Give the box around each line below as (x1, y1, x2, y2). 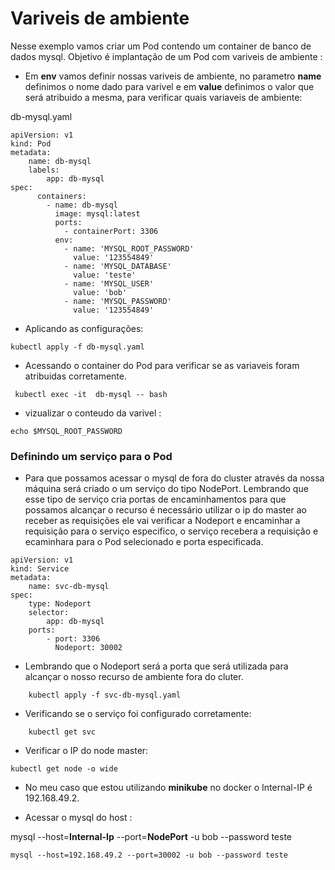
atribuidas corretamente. (24, 370, 127, 382)
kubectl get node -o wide (10, 764, 118, 774)
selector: (28, 608, 70, 618)
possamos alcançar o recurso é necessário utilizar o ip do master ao (24, 504, 307, 516)
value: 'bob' (73, 287, 128, 297)
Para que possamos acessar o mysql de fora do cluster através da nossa (24, 472, 325, 484)
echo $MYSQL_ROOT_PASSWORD (10, 426, 123, 436)
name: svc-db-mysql (28, 582, 110, 592)
